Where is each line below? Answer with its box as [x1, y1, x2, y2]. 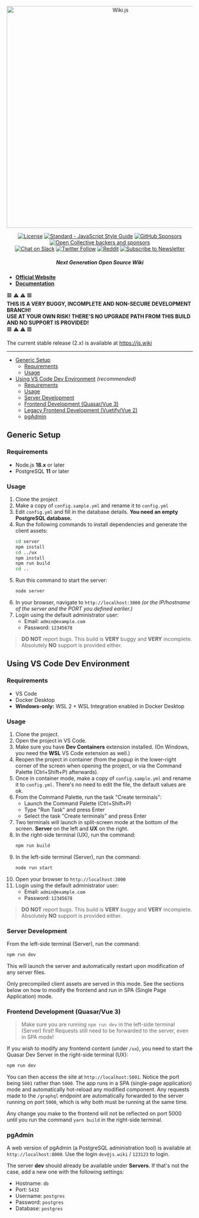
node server [15, 588, 45, 594]
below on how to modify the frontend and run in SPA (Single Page [6, 986, 167, 993]
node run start [15, 864, 53, 871]
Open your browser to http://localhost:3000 [15, 875, 126, 883]
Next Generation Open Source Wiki [56, 258, 144, 265]
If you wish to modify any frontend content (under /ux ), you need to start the [6, 1045, 193, 1052]
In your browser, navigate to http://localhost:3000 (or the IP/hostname [15, 599, 191, 606]
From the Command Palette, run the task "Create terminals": [15, 793, 162, 801]
